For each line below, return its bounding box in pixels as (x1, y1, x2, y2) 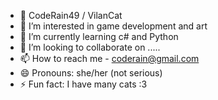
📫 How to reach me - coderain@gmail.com (19, 53, 200, 64)
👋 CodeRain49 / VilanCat (19, 10, 123, 21)
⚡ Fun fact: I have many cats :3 (19, 78, 148, 90)
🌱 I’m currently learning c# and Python (19, 31, 179, 42)
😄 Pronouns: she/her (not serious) (19, 67, 163, 79)
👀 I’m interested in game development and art (19, 20, 208, 32)
